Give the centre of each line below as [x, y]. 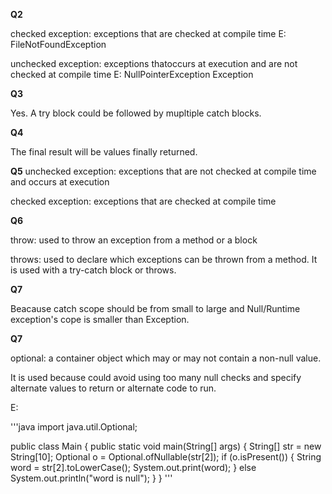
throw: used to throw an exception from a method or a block [134, 240]
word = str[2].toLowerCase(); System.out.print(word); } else [133, 467]
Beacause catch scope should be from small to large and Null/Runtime [155, 308]
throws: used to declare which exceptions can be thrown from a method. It [164, 259]
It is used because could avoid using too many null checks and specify [156, 377]
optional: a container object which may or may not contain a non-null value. [166, 358]
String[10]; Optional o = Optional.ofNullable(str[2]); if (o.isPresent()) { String [166, 457]
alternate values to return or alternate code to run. [113, 388]
